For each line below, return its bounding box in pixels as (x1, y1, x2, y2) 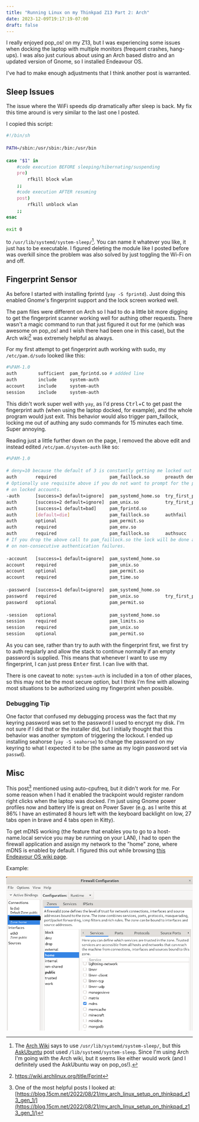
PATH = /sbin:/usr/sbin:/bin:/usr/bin (6, 145, 97, 151)
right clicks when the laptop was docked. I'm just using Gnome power (6, 797, 176, 804)
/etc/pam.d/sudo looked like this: (6, 352, 86, 359)
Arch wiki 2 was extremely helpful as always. (6, 333, 114, 342)
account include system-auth (6, 383, 99, 389)
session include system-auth (6, 389, 99, 395)
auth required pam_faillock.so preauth (6, 474, 184, 481)
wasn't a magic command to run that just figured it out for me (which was (6, 321, 185, 328)
